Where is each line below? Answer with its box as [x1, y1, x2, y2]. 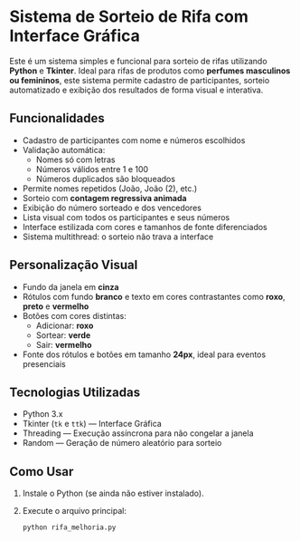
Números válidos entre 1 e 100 [35, 163, 149, 174]
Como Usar [9, 464, 74, 479]
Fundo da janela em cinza [22, 281, 119, 292]
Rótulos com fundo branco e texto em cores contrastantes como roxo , [22, 291, 286, 302]
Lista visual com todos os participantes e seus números [22, 211, 230, 223]
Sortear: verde [35, 329, 91, 341]
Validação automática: [22, 144, 106, 155]
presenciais [22, 358, 66, 369]
